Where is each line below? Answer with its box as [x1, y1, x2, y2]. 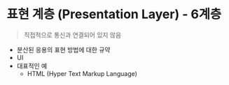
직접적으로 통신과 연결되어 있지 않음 [23, 31, 122, 39]
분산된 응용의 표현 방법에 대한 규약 [16, 45, 111, 54]
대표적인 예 [16, 61, 48, 70]
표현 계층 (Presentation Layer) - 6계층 [6, 6, 222, 22]
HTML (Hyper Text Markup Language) [27, 69, 138, 77]
